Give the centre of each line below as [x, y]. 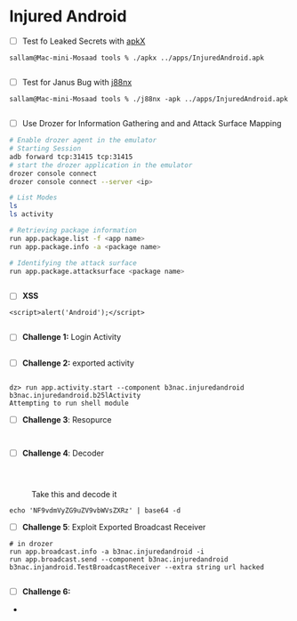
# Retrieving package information [73, 230]
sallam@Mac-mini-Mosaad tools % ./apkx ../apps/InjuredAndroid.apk [137, 58]
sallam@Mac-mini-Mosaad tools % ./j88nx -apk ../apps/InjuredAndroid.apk [149, 100]
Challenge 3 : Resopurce [67, 419]
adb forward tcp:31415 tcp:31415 [71, 157]
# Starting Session [45, 149]
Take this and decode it [74, 494]
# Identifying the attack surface [73, 263]
